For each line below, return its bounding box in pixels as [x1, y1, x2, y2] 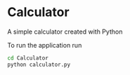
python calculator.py [7, 61, 71, 68]
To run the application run [7, 41, 82, 49]
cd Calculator [7, 54, 49, 62]
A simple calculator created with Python [7, 27, 123, 36]
